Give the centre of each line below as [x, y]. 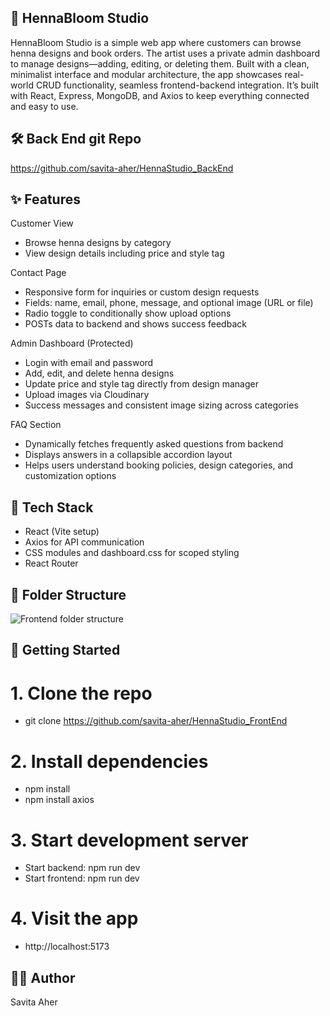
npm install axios [59, 800]
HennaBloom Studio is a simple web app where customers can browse [156, 42]
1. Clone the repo [81, 693]
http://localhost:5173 [67, 947]
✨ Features [45, 199]
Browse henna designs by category [98, 243]
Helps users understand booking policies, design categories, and [159, 465]
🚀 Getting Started [65, 650]
